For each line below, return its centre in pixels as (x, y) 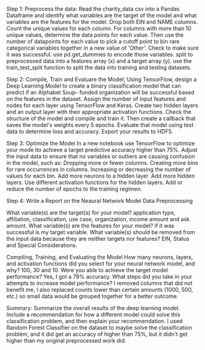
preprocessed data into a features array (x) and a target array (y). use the (99, 61)
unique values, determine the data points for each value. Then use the (95, 35)
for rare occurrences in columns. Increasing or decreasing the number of (99, 169)
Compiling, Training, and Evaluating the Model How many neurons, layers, (100, 257)
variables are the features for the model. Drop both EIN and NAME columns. (102, 22)
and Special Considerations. (42, 245)
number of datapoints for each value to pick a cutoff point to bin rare (93, 41)
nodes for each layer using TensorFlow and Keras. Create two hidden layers (102, 105)
